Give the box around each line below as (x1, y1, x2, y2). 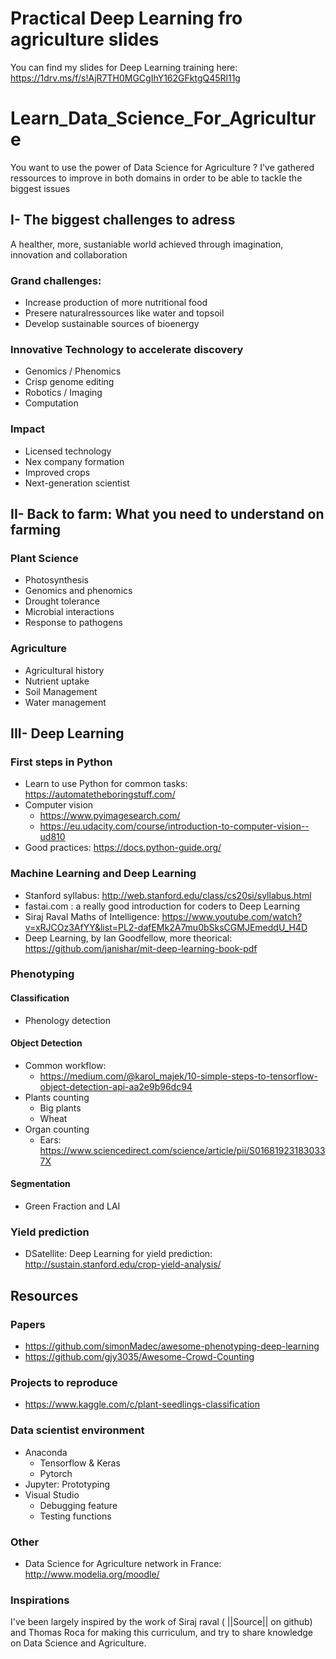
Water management (24, 696, 107, 708)
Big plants (39, 1102, 82, 1114)
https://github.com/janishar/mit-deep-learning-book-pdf (24, 942, 258, 954)
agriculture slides (10, 28, 160, 51)
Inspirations (10, 1593, 70, 1607)
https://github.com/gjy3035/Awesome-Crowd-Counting (24, 1351, 255, 1363)
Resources (10, 1287, 79, 1304)
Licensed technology (24, 445, 112, 457)
